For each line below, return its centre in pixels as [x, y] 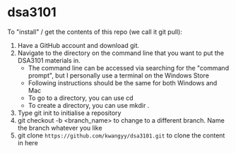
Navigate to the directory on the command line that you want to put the [121, 53]
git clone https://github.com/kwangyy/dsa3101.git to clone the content [121, 135]
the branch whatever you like [60, 128]
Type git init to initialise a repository [69, 113]
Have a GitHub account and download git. [78, 45]
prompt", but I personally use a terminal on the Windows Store [119, 75]
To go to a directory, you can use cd [81, 98]
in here [28, 142]
